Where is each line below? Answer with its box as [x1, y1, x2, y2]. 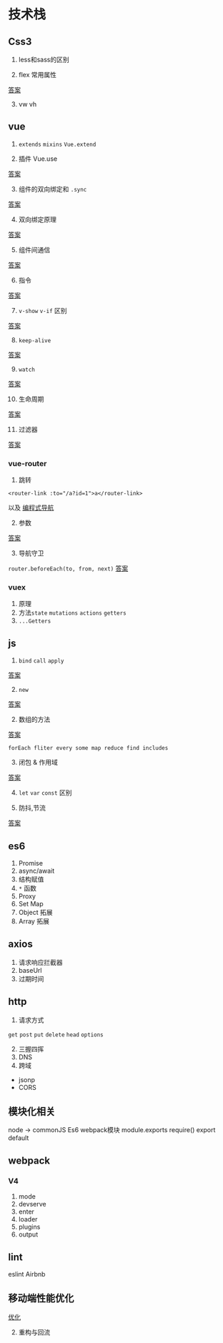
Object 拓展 [18, 908, 53, 917]
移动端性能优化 [8, 1292, 74, 1304]
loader [18, 1215, 38, 1224]
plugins [18, 1223, 41, 1232]
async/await [18, 866, 55, 876]
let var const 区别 [18, 788, 72, 797]
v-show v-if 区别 [18, 306, 67, 314]
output [18, 1230, 39, 1239]
